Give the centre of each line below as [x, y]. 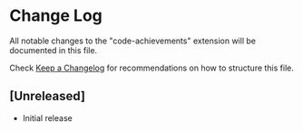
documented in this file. [54, 50]
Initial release [47, 117]
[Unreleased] [48, 96]
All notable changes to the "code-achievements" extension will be [133, 41]
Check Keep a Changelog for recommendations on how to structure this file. [152, 68]
